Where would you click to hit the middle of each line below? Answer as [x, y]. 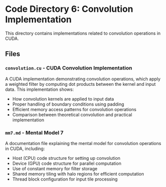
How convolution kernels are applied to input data [63, 99]
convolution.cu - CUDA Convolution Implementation [69, 68]
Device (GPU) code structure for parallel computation [67, 163]
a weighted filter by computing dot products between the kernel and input [81, 84]
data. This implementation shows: [40, 89]
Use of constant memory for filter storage [55, 168]
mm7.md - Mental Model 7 [34, 133]
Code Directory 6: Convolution [69, 9]
